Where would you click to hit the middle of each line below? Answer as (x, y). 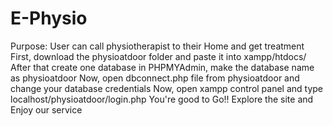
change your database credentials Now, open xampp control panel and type (167, 88)
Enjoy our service (46, 109)
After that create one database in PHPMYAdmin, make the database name (162, 67)
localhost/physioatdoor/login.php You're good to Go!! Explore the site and (162, 99)
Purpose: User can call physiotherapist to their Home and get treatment (157, 46)
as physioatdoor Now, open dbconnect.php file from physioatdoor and (155, 78)
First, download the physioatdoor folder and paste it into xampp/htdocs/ (158, 56)
